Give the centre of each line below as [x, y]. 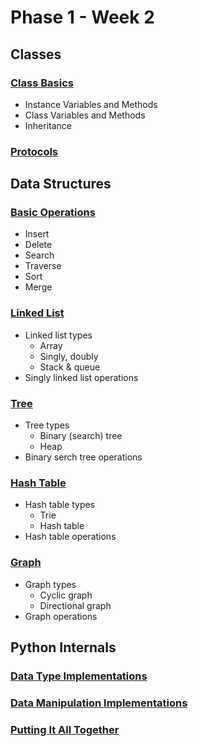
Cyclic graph [66, 595]
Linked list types [58, 335]
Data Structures [61, 184]
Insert [37, 234]
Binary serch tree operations [83, 457]
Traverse [43, 266]
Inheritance [48, 125]
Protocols [34, 151]
